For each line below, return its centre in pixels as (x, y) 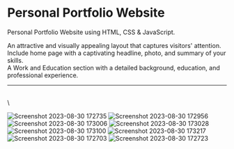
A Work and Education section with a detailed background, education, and (114, 68)
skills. (15, 60)
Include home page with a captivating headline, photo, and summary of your (117, 53)
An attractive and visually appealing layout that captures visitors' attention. (114, 45)
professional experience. (43, 75)
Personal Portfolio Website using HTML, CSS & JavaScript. (91, 32)
